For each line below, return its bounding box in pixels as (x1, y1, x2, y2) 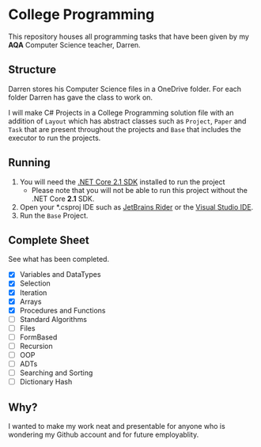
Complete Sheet (8, 233, 89, 247)
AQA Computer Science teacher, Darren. (8, 40, 141, 49)
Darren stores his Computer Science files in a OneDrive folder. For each (8, 84, 242, 93)
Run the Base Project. (19, 210, 89, 220)
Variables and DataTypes (19, 270, 101, 279)
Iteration (19, 287, 47, 297)
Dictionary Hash (19, 377, 73, 387)
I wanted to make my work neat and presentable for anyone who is (8, 422, 225, 430)
